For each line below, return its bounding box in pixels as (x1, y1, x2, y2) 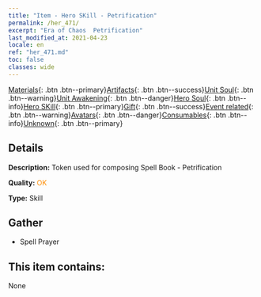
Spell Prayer (19, 237, 60, 246)
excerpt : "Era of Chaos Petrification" (8, 26, 144, 34)
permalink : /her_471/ (8, 19, 80, 27)
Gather (8, 215, 43, 230)
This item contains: (8, 260, 105, 273)
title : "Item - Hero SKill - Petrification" (8, 11, 157, 20)
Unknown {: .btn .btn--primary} (23, 118, 123, 128)
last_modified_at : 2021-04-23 (8, 33, 108, 42)
